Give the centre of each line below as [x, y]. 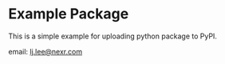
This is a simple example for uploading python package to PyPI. [113, 36]
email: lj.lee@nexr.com [45, 51]
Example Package [69, 14]
